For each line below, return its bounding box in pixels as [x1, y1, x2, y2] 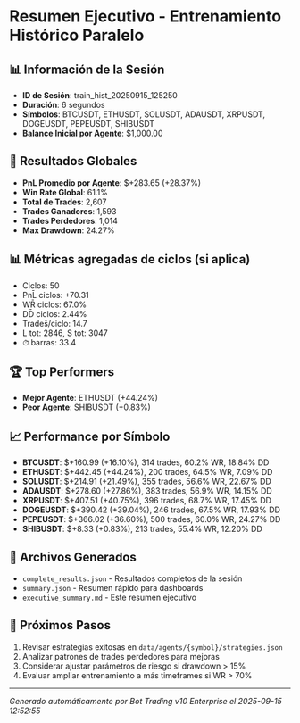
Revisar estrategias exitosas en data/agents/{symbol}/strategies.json [21, 641, 283, 652]
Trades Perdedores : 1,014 [21, 215, 118, 226]
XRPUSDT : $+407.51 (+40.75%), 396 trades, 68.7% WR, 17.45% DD [21, 495, 272, 506]
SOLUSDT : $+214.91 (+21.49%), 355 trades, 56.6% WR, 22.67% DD [21, 476, 272, 487]
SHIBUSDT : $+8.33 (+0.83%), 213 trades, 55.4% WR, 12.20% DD [21, 524, 263, 535]
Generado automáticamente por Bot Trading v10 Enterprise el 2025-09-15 [9, 695, 283, 706]
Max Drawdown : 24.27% [21, 225, 115, 236]
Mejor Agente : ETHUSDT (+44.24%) [21, 393, 159, 403]
